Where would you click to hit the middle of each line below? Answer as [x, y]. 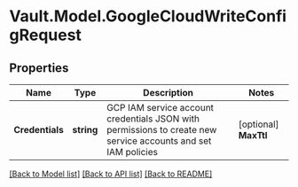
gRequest [46, 35]
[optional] [259, 124]
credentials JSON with [153, 119]
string [85, 130]
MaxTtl [253, 135]
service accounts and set [159, 141]
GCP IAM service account [160, 108]
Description [168, 93]
